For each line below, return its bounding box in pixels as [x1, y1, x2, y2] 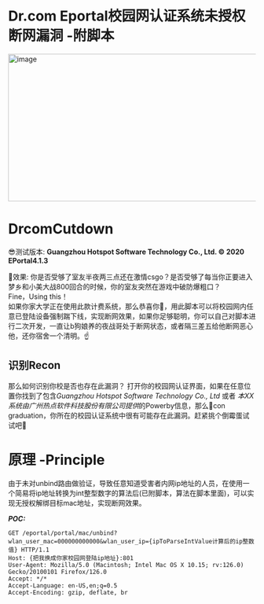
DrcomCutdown [8, 220, 114, 238]
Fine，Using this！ [8, 292, 68, 301]
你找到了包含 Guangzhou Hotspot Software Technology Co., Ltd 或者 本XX [14, 391, 255, 400]
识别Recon [8, 359, 61, 372]
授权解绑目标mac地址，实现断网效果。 [21, 498, 147, 507]
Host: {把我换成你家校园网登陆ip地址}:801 [8, 554, 134, 562]
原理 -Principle [8, 451, 105, 469]
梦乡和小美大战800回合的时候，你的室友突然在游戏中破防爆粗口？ [8, 282, 222, 291]
